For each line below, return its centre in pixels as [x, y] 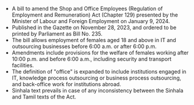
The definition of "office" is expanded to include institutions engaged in [99, 71]
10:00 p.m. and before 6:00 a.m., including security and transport [92, 59]
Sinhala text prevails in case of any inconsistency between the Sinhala [98, 90]
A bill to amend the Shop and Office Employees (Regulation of [87, 9]
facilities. [23, 65]
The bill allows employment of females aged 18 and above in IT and [94, 40]
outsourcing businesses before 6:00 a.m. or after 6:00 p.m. [84, 46]
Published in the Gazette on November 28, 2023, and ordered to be [94, 27]
